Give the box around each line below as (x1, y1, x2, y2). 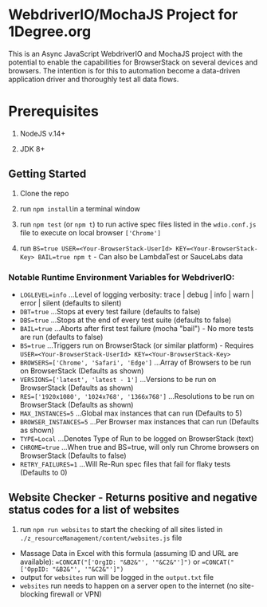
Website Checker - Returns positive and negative (8, 491, 257, 504)
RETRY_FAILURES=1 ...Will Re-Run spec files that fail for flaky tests (19, 459, 231, 468)
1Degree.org (8, 22, 92, 41)
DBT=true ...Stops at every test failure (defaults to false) (19, 306, 201, 316)
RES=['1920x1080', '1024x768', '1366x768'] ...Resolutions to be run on (19, 391, 255, 400)
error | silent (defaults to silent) (19, 298, 122, 308)
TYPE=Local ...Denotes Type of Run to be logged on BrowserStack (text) (19, 433, 254, 443)
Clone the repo (19, 188, 69, 198)
